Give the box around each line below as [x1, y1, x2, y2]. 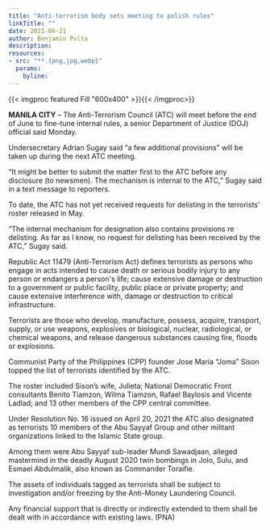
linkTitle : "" [8, 19, 56, 27]
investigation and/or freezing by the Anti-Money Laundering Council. [8, 488, 237, 498]
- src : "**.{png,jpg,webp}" [8, 57, 103, 65]
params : [15, 65, 42, 73]
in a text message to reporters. [8, 183, 110, 194]
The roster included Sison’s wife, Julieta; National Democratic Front [8, 381, 232, 390]
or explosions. [8, 341, 56, 351]
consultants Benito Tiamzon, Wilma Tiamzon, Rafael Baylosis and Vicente [8, 389, 252, 399]
